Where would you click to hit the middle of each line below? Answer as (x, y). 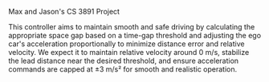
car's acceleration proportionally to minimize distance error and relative (126, 44)
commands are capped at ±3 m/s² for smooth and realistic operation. (123, 69)
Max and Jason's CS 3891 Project (64, 12)
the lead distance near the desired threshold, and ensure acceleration (124, 61)
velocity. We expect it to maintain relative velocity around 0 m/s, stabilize (129, 52)
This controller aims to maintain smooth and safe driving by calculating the (132, 27)
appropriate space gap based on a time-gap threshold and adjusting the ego (135, 35)
